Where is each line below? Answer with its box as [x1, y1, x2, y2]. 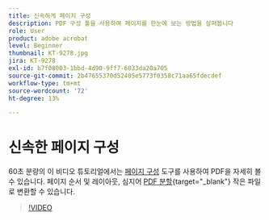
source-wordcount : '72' [8, 86, 89, 95]
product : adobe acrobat [8, 34, 89, 43]
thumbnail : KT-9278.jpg [8, 49, 89, 57]
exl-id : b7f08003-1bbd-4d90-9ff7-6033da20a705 [8, 64, 168, 73]
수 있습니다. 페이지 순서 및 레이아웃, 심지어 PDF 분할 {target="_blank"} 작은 [8, 176, 246, 186]
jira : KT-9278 [8, 57, 57, 65]
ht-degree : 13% [8, 94, 60, 102]
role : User [8, 27, 45, 35]
